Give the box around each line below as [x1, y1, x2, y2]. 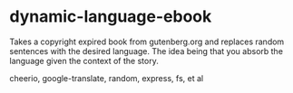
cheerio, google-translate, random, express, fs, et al [9, 72, 204, 83]
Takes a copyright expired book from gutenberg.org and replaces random [9, 36, 285, 47]
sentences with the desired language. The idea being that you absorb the [9, 45, 284, 56]
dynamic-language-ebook [9, 6, 212, 27]
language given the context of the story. [9, 55, 159, 66]
